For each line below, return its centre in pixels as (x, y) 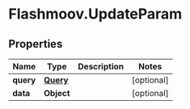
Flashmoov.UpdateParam (95, 14)
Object (57, 93)
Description (101, 67)
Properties (36, 44)
